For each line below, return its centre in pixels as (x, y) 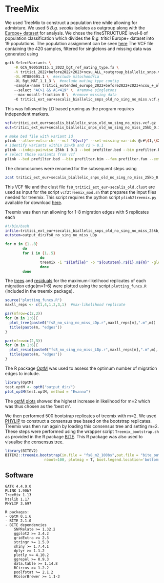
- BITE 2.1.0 (18, 521)
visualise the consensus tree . (34, 442)
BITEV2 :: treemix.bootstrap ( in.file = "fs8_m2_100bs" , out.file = (72, 455)
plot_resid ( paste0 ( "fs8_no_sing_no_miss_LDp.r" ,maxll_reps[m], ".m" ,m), (84, 350)
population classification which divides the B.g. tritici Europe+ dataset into (80, 38)
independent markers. (27, 114)
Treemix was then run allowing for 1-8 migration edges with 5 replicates (77, 212)
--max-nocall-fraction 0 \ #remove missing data (65, 95)
